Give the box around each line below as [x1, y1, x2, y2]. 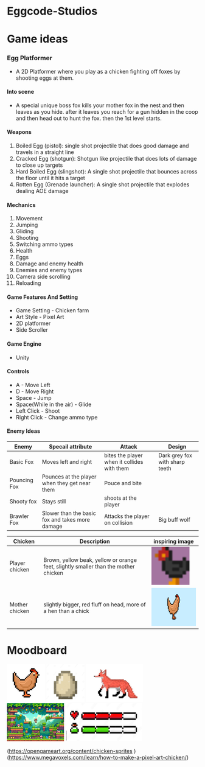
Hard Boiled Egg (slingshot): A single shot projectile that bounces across [15, 168, 198, 175]
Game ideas [7, 32, 69, 46]
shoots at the [103, 494, 137, 502]
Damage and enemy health [15, 260, 84, 267]
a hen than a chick [43, 607, 89, 614]
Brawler [9, 513, 29, 520]
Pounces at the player [42, 473, 97, 480]
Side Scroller [15, 326, 48, 334]
